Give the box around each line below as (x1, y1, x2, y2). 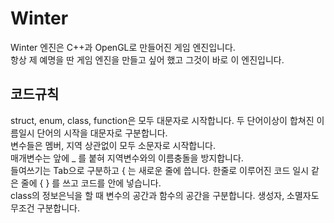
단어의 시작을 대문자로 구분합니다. (36, 127, 168, 139)
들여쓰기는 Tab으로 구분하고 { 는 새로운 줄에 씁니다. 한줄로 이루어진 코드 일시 (10, 164, 310, 176)
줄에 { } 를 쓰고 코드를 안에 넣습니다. (20, 177, 162, 189)
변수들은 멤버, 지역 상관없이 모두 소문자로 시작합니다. (10, 139, 216, 151)
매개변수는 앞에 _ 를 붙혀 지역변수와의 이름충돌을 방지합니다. (10, 152, 244, 164)
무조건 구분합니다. (10, 202, 81, 214)
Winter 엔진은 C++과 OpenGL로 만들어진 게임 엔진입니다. (10, 41, 236, 53)
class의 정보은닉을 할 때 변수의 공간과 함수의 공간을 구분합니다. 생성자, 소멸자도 (10, 189, 320, 201)
